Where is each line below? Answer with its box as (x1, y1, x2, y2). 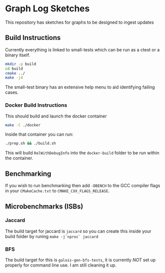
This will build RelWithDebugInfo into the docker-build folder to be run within (5, 150, 160, 156)
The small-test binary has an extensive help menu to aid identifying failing (5, 84, 155, 90)
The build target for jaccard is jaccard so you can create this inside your (5, 228, 152, 234)
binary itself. (5, 52, 31, 58)
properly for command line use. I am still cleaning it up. (5, 262, 117, 268)
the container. (5, 155, 33, 161)
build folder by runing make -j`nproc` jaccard (5, 233, 99, 239)
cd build (5, 66, 23, 71)
